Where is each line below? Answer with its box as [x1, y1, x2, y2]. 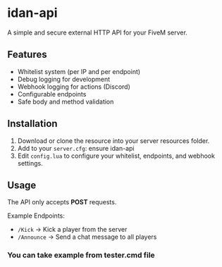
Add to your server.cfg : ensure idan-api [17, 144, 135, 152]
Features [7, 49, 47, 61]
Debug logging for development [17, 75, 111, 83]
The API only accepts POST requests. [7, 198, 117, 206]
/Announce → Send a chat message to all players [17, 232, 157, 241]
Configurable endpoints [17, 89, 87, 98]
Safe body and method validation [17, 97, 114, 106]
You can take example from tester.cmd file [7, 250, 155, 260]
